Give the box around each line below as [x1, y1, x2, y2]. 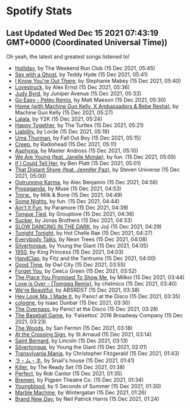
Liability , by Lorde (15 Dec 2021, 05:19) [14, 128, 110, 135]
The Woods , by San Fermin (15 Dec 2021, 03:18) [14, 324, 133, 332]
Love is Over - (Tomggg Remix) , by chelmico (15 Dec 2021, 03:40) [14, 280, 177, 287]
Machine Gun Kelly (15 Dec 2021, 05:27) [14, 109, 113, 116]
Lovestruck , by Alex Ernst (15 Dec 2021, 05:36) [14, 84, 130, 91]
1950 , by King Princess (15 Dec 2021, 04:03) [14, 249, 124, 255]
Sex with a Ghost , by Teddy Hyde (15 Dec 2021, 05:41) [14, 71, 148, 78]
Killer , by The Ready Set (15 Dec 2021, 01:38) [14, 364, 125, 370]
